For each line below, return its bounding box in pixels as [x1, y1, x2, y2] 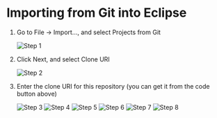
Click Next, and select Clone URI [16, 54, 111, 64]
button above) [16, 89, 57, 98]
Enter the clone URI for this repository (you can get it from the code [16, 82, 210, 90]
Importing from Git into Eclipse [6, 5, 187, 21]
